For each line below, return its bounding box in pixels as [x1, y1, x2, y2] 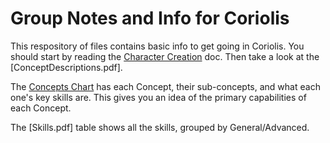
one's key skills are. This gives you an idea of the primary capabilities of [10, 91, 307, 103]
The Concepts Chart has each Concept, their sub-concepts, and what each [10, 80, 321, 92]
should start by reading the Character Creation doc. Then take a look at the [10, 50, 320, 62]
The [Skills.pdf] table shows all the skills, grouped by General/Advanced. [10, 121, 310, 133]
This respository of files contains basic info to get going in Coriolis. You [10, 40, 305, 52]
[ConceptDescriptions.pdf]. [10, 61, 123, 73]
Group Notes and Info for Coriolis [10, 7, 290, 30]
